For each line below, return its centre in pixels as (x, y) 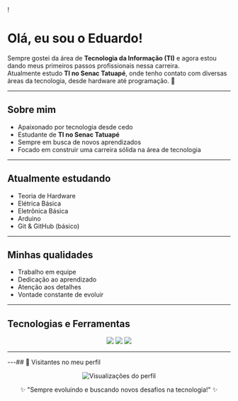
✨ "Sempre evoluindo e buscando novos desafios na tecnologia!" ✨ (119, 390)
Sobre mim (32, 110)
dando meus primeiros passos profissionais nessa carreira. (93, 65)
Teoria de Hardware (46, 196)
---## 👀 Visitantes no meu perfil (54, 362)
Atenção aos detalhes (49, 287)
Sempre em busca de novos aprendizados (79, 142)
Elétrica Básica (39, 203)
